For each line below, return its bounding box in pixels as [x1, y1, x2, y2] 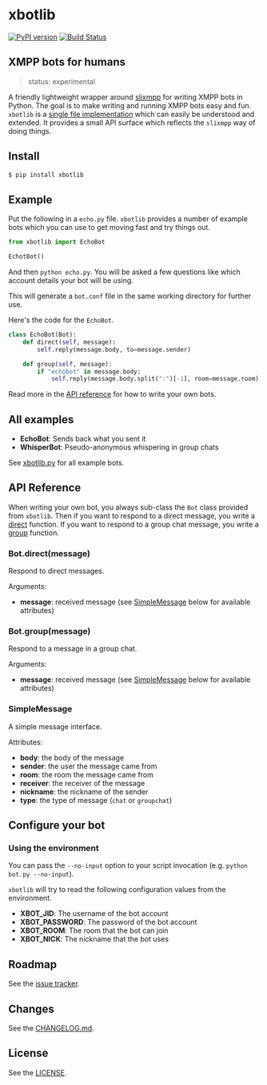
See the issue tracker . [8, 979, 80, 989]
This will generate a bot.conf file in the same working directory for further [8, 291, 252, 300]
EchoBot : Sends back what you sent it [19, 434, 146, 444]
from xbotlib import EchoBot [8, 238, 106, 246]
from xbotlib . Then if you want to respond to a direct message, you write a [8, 510, 256, 520]
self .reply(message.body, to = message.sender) [37, 345, 192, 353]
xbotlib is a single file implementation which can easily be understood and [8, 109, 255, 119]
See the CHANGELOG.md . [8, 1023, 94, 1033]
